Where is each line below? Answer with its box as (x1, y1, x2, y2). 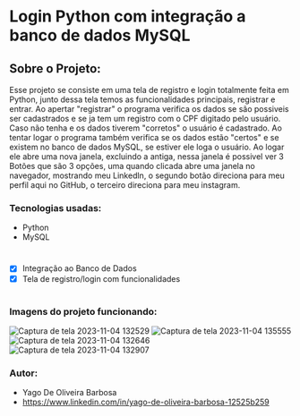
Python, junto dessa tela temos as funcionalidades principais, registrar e (9, 94, 276, 105)
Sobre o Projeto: (9, 61, 101, 76)
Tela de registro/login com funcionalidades (21, 273, 181, 284)
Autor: (9, 367, 39, 379)
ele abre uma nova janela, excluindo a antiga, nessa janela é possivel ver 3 (9, 151, 285, 162)
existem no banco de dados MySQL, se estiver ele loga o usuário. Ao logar (9, 141, 285, 152)
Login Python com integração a (9, 6, 246, 27)
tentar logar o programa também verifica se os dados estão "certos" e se (9, 132, 279, 142)
